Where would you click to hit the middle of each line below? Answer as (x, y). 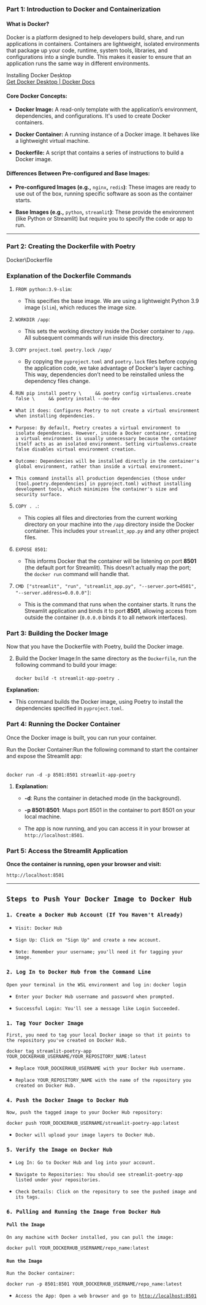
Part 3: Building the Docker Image (57, 633)
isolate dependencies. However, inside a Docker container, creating (106, 433)
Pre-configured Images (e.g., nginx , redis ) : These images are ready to (105, 187)
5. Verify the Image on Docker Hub (59, 1149)
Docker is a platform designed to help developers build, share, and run (95, 37)
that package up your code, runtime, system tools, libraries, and (87, 50)
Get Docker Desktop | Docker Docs (51, 82)
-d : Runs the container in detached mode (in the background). (103, 798)
